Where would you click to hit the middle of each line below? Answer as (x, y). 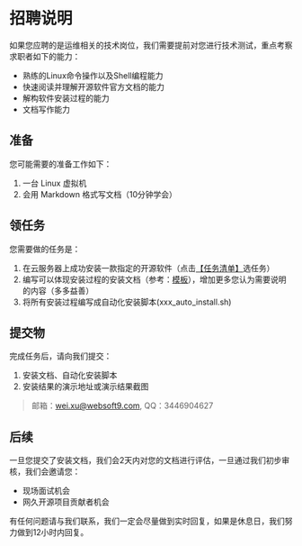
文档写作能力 (46, 109)
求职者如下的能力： (45, 56)
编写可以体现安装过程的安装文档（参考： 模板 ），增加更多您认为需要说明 (154, 279)
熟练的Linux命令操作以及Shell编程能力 (93, 75)
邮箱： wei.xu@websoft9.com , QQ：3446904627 (122, 405)
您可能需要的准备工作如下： (61, 164)
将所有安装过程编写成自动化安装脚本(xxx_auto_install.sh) (127, 302)
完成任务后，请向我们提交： (61, 356)
